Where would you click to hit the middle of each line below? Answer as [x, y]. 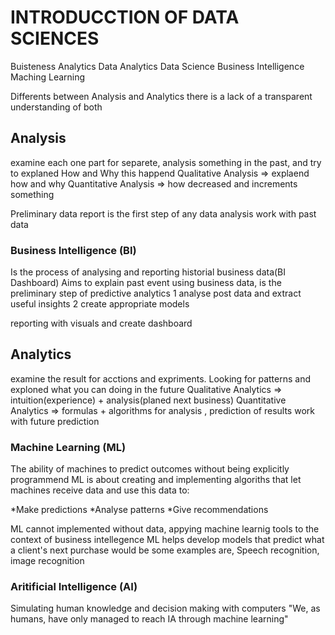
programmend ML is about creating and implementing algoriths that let [156, 480]
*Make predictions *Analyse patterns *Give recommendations [139, 510]
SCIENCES [55, 38]
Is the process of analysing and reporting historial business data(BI [148, 272]
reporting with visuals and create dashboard [101, 323]
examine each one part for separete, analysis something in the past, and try [166, 162]
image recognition [47, 561]
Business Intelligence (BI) [73, 250]
